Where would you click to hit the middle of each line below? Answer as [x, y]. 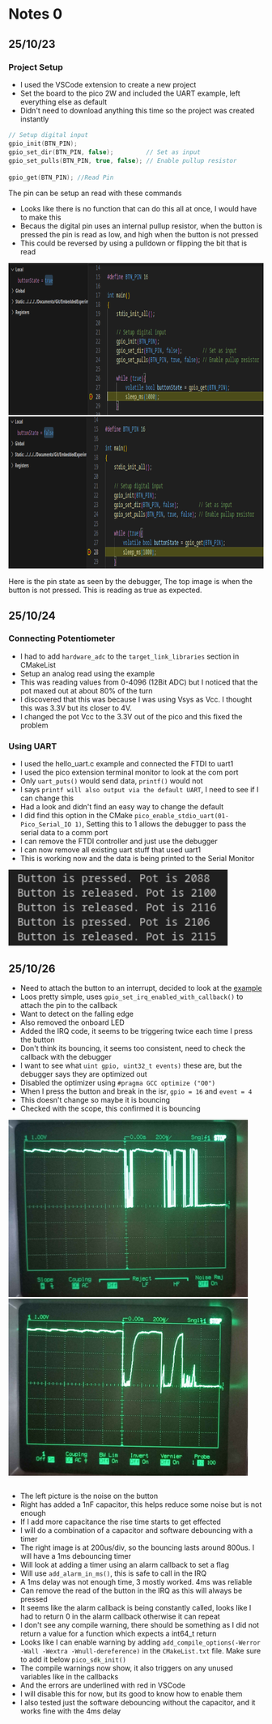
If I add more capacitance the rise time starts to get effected [120, 1521]
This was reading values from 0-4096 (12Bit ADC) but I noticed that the [139, 682]
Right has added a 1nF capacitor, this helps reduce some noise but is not [141, 1504]
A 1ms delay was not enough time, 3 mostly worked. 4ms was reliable [136, 1581]
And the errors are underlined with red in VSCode [103, 1685]
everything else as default [64, 101]
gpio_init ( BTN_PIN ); [43, 143]
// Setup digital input [49, 134]
